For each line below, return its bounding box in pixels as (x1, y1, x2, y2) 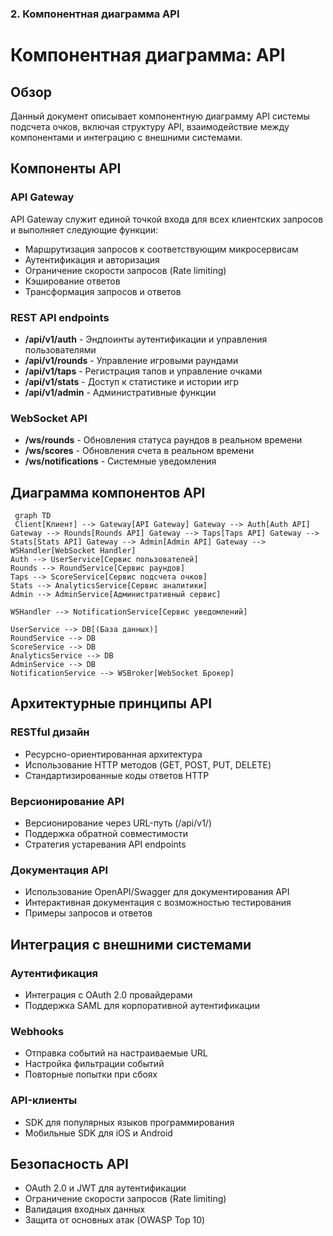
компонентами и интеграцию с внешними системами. (10, 131, 243, 143)
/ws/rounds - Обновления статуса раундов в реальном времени (24, 434, 303, 446)
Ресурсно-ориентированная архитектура (24, 748, 203, 760)
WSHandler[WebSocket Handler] (10, 546, 137, 556)
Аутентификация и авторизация (24, 253, 160, 266)
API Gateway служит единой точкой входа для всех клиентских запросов (10, 213, 324, 225)
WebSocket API (10, 411, 88, 425)
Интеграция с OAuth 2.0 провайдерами (24, 988, 193, 1001)
